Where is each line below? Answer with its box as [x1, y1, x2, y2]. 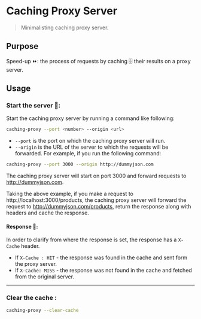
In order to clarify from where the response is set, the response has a [6, 236, 177, 243]
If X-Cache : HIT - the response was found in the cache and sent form [14, 254, 188, 261]
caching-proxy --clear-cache [6, 307, 79, 313]
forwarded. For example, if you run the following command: [14, 150, 162, 157]
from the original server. [14, 273, 75, 280]
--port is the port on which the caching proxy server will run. [14, 137, 166, 145]
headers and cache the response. [6, 209, 90, 216]
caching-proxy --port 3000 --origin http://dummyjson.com [6, 161, 154, 168]
